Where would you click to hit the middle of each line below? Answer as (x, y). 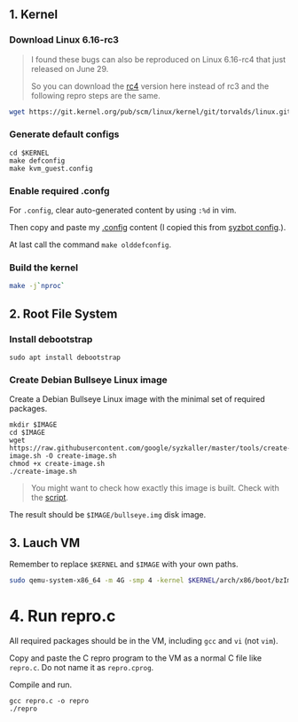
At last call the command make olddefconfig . (90, 245)
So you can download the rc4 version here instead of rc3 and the (150, 86)
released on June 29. (70, 68)
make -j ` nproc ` (37, 286)
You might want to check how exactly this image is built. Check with (155, 488)
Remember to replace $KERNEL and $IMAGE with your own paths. (124, 565)
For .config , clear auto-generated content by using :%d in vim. (123, 210)
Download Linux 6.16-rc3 (64, 40)
